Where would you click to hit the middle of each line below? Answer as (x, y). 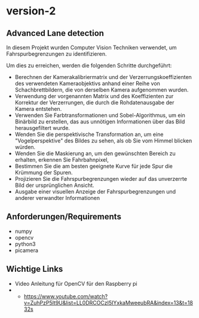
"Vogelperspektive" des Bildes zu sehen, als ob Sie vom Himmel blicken (103, 141)
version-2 (31, 11)
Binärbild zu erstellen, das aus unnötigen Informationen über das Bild (100, 122)
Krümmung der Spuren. (44, 172)
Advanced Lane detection (55, 33)
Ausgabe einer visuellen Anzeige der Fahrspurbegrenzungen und (95, 192)
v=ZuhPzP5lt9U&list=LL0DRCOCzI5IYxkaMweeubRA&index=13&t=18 (108, 302)
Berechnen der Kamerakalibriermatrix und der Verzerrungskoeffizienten (103, 77)
